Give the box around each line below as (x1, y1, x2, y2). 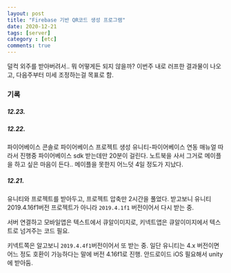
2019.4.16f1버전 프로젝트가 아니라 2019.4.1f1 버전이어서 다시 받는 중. (7, 203, 194, 211)
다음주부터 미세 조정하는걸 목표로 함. (16, 70, 114, 79)
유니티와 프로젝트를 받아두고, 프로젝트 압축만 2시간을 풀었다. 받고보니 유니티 (7, 195, 212, 203)
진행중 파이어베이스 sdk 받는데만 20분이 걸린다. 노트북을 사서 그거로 (19, 151, 203, 160)
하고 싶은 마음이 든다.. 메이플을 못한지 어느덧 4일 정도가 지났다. (14, 160, 184, 169)
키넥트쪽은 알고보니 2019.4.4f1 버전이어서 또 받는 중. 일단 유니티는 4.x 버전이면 (7, 241, 219, 250)
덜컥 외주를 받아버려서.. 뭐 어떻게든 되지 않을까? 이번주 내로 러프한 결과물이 (7, 62, 209, 70)
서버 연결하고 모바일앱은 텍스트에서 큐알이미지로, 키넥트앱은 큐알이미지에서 (7, 218, 208, 227)
